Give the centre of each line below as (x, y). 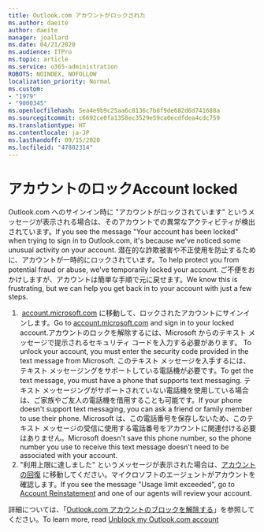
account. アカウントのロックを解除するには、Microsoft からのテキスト (133, 333)
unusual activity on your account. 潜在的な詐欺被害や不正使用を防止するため (132, 250)
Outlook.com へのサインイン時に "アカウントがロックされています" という (128, 212)
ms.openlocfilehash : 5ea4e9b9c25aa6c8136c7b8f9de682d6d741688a (114, 111)
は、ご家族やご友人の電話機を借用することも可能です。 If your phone (131, 400)
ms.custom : (26, 89)
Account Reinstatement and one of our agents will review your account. (136, 493)
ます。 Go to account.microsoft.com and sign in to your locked (134, 323)
